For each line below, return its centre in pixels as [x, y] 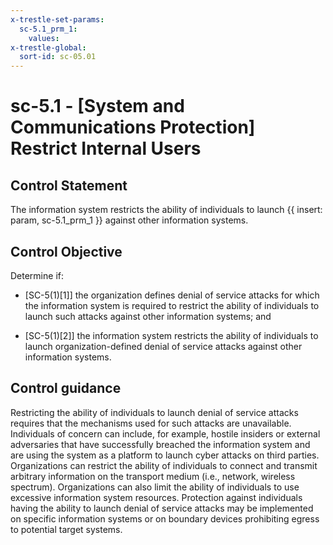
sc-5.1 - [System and [97, 106]
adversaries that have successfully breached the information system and [160, 444]
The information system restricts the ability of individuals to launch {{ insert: [166, 210]
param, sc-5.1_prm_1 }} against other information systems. [129, 220]
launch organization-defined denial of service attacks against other [163, 346]
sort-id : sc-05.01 [58, 57]
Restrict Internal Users [106, 148]
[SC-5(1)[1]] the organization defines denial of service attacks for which [172, 295]
